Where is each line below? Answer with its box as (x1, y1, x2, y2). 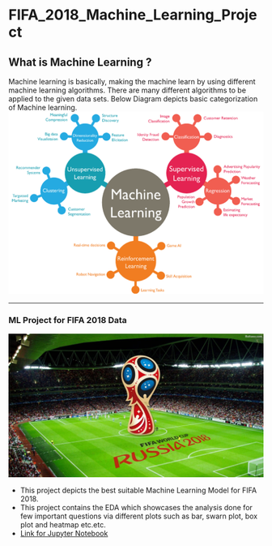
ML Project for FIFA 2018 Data (8, 315, 127, 326)
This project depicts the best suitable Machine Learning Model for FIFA (19, 485, 257, 495)
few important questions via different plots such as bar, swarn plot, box (19, 511, 257, 521)
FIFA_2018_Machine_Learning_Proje (8, 6, 257, 24)
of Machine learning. (8, 103, 78, 112)
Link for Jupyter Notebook (19, 528, 108, 538)
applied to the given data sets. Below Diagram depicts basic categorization (8, 94, 258, 103)
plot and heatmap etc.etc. (19, 519, 107, 529)
